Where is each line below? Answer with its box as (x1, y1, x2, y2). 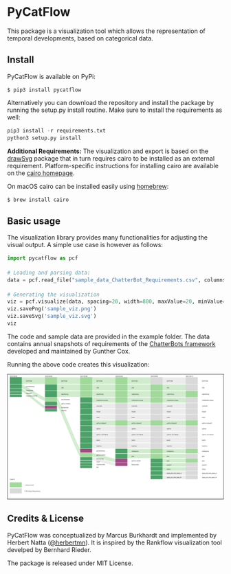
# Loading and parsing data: (7, 269, 91, 276)
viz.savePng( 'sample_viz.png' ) (7, 306, 97, 312)
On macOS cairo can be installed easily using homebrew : (7, 182, 169, 190)
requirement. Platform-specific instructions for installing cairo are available (7, 161, 219, 170)
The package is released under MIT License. (7, 559, 133, 567)
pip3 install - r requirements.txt (7, 127, 107, 134)
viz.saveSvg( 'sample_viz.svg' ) (7, 313, 97, 320)
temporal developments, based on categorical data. (7, 34, 153, 42)
